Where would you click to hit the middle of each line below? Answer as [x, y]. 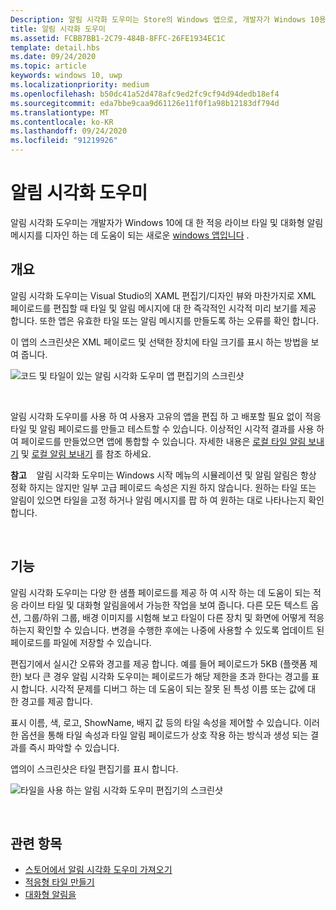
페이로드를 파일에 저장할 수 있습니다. [81, 642]
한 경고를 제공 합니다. [51, 701]
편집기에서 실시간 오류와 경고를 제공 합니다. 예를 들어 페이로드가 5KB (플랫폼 [159, 663]
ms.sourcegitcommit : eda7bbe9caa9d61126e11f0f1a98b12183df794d [145, 103]
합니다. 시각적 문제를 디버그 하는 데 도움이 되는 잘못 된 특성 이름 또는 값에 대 [168, 688]
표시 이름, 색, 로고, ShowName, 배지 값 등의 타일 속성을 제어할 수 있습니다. [156, 722]
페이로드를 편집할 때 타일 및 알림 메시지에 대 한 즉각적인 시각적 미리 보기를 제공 [163, 308]
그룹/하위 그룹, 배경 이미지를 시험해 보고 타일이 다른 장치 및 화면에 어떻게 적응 [174, 617]
